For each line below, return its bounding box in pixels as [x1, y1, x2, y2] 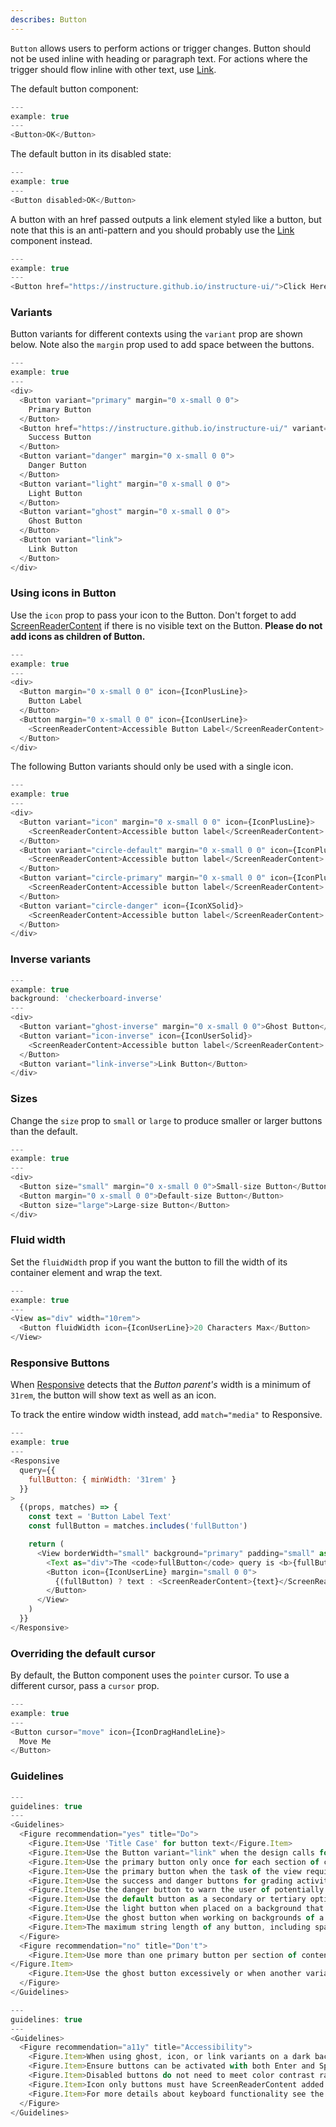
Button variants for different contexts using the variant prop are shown [10, 328, 303, 340]
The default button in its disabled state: [10, 148, 172, 160]
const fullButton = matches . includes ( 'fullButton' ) [28, 1521, 248, 1531]
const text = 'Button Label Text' [28, 1512, 172, 1522]
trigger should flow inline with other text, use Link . [10, 63, 217, 75]
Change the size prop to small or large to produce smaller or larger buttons [10, 1114, 323, 1126]
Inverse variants [10, 952, 92, 966]
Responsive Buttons [10, 1356, 110, 1370]
